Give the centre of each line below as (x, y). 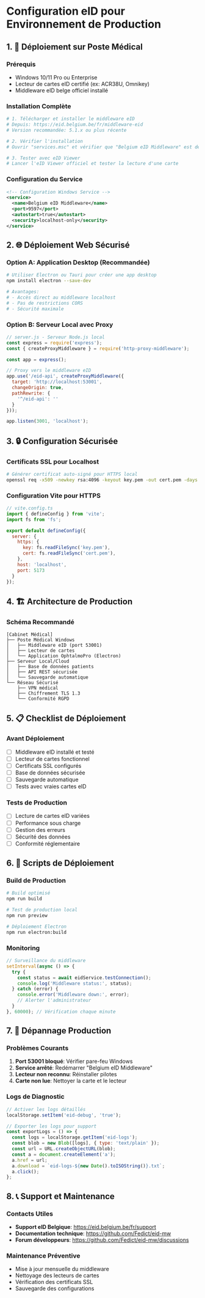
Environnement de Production (84, 24)
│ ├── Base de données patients (50, 667)
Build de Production (36, 881)
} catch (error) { (35, 989)
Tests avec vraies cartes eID (51, 787)
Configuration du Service (45, 180)
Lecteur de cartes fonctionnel (52, 759)
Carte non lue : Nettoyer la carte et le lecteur (71, 1081)
